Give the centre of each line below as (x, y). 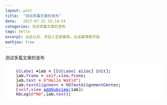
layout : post (19, 10)
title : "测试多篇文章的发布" (33, 16)
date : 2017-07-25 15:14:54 (35, 21)
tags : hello (17, 32)
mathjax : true (20, 42)
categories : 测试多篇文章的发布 (35, 26)
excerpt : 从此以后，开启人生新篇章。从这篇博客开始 (52, 37)
